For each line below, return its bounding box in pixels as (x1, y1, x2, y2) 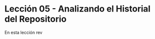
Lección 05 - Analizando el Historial (4, 3, 151, 14)
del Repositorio (4, 13, 67, 25)
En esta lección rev (4, 29, 42, 35)
